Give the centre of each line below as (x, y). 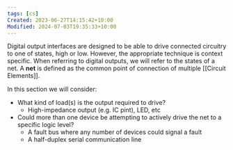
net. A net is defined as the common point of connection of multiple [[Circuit (116, 68)
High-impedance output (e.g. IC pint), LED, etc (94, 110)
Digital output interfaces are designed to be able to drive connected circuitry (117, 47)
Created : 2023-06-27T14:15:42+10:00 (60, 20)
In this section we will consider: (52, 89)
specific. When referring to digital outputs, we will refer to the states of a (111, 61)
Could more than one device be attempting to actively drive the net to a (119, 117)
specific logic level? (46, 125)
